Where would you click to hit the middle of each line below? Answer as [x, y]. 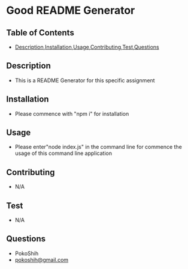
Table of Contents [40, 33]
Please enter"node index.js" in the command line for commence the [98, 147]
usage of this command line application [63, 153]
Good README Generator [71, 11]
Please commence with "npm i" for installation [72, 113]
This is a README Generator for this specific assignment [85, 80]
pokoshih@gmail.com [42, 259]
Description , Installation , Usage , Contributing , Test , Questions [87, 47]
